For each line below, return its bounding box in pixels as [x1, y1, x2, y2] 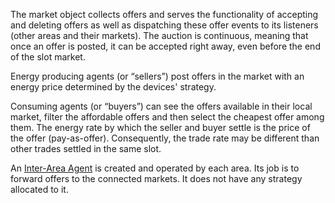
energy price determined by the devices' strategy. [10, 81, 217, 93]
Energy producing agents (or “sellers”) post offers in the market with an [10, 70, 305, 82]
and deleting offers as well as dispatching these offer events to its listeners [10, 19, 319, 31]
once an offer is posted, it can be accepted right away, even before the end [10, 40, 321, 52]
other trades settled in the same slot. [10, 143, 162, 154]
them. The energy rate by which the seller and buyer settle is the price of [10, 122, 311, 133]
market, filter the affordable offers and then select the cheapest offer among [10, 111, 325, 123]
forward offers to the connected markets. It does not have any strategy [10, 173, 303, 184]
